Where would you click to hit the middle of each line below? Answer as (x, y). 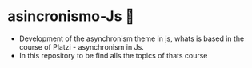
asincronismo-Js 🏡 (71, 16)
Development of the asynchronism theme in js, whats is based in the (132, 38)
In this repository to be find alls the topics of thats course (113, 55)
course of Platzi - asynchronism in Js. (82, 46)
